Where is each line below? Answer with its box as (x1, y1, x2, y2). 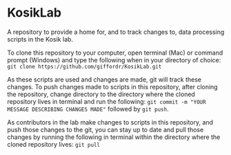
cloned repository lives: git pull (7, 140, 100, 148)
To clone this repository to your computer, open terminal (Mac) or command (7, 48, 223, 57)
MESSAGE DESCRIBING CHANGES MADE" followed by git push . (7, 104, 169, 113)
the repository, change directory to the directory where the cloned (7, 90, 195, 98)
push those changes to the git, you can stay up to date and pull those (7, 125, 204, 134)
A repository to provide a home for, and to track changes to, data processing (7, 28, 225, 36)
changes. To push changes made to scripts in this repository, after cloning (7, 82, 219, 91)
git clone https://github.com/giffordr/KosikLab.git (7, 63, 162, 70)
